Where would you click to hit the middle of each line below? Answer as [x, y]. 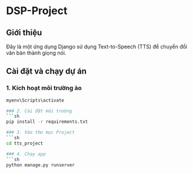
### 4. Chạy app [26, 154]
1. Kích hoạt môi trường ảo [44, 88]
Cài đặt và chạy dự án [46, 71]
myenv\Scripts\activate [35, 100]
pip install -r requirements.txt [47, 122]
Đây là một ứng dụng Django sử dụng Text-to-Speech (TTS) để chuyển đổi [97, 46]
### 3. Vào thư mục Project [41, 133]
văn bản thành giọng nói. [36, 53]
